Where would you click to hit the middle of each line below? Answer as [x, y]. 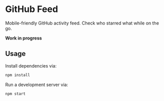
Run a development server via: [37, 84]
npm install [18, 75]
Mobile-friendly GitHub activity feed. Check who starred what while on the [82, 23]
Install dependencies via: [31, 65]
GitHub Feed [32, 9]
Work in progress [24, 38]
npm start [16, 93]
